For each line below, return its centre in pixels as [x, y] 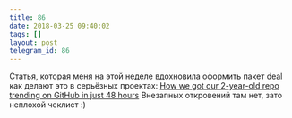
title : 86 [28, 17]
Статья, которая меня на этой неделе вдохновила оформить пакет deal [146, 76]
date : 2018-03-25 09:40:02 [60, 26]
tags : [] [26, 34]
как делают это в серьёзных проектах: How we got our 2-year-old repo [144, 86]
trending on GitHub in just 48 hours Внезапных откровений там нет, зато [146, 96]
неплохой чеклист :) [48, 105]
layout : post [34, 42]
